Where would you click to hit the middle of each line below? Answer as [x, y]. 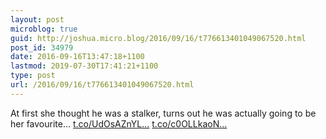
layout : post [37, 19]
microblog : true [44, 29]
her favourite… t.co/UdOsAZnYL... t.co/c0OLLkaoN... [119, 123]
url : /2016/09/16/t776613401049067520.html [102, 85]
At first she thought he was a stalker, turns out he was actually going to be [163, 113]
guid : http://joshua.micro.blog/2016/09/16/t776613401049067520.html [158, 38]
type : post [33, 76]
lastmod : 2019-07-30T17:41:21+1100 [84, 66]
